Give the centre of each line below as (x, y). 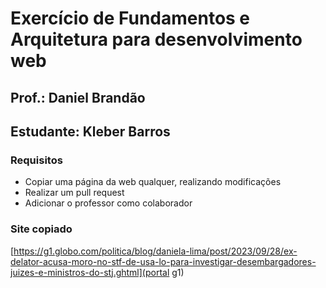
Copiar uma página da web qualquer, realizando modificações (153, 182)
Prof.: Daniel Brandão (78, 97)
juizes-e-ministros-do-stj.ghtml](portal (90, 272)
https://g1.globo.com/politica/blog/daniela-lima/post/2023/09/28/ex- (155, 251)
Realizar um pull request (74, 193)
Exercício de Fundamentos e (130, 18)
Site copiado (41, 229)
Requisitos (36, 160)
